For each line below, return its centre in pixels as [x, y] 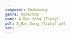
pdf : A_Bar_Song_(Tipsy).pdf [35, 23]
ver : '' [13, 28]
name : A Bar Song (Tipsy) [32, 19]
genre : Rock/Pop [22, 14]
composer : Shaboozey [27, 10]
